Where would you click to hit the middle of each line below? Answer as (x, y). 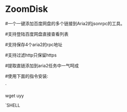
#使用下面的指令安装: (27, 76)
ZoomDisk (27, 9)
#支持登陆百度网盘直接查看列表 (37, 34)
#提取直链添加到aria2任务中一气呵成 (42, 65)
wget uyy (15, 96)
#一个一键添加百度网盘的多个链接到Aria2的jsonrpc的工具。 (65, 23)
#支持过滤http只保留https (31, 55)
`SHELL (13, 105)
